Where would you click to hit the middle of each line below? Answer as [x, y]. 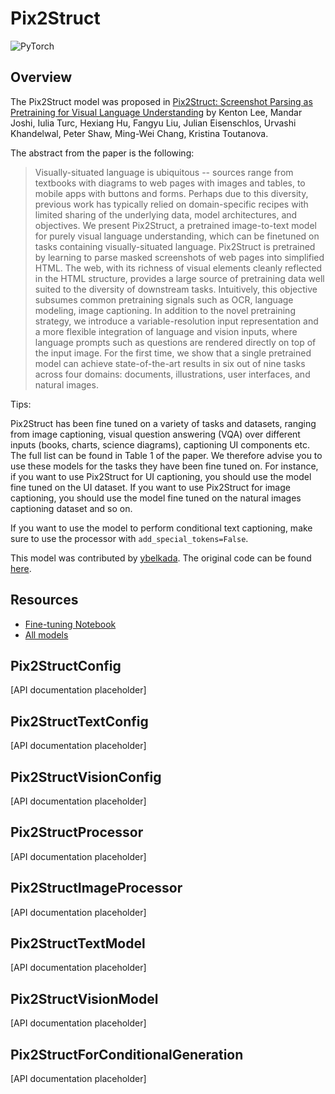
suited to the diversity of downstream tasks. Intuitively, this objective [176, 289]
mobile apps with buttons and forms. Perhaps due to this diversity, [171, 193]
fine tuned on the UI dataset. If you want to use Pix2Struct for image [150, 487]
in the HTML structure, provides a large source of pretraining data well [179, 278]
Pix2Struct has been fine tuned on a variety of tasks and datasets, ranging [163, 423]
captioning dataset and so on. [71, 508]
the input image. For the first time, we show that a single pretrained [173, 353]
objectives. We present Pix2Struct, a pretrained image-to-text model [175, 225]
